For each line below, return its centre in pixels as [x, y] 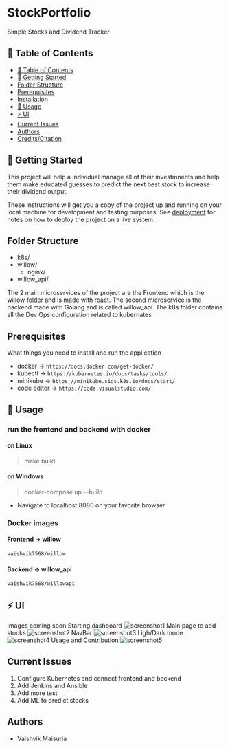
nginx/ [36, 272]
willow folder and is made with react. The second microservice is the [104, 300]
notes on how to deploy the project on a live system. [81, 219]
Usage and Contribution [85, 640]
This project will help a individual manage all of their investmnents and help [113, 177]
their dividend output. [38, 191]
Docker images [33, 522]
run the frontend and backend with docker [79, 429]
